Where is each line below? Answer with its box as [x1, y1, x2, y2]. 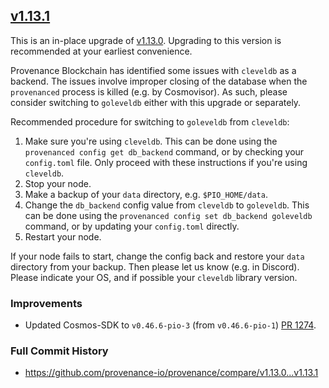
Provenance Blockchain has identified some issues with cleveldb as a [10, 64, 297, 76]
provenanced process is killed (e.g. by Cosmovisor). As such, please [10, 85, 288, 98]
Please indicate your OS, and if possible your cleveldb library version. [10, 271, 298, 283]
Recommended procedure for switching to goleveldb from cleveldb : [10, 115, 290, 128]
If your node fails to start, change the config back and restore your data [10, 250, 305, 262]
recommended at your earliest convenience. [10, 45, 193, 57]
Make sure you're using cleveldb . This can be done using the [24, 135, 278, 147]
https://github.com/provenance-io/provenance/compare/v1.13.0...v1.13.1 [24, 367, 319, 379]
